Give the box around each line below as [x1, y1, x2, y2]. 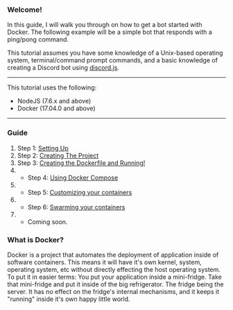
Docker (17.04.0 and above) [17, 104, 96, 112]
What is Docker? [7, 234, 64, 244]
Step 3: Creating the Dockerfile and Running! [17, 158, 146, 167]
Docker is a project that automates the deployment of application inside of [7, 250, 219, 259]
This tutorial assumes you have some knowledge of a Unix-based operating [7, 49, 223, 57]
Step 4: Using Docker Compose [27, 173, 119, 182]
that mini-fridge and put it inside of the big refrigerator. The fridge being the [7, 279, 224, 289]
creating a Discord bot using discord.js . [7, 64, 120, 72]
